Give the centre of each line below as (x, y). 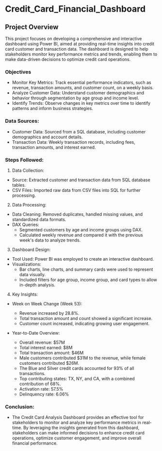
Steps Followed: (24, 160)
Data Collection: (28, 170)
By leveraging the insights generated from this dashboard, (81, 428)
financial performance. (35, 443)
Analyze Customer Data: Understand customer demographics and (78, 93)
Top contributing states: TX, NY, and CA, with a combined (77, 378)
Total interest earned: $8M (46, 347)
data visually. (32, 274)
